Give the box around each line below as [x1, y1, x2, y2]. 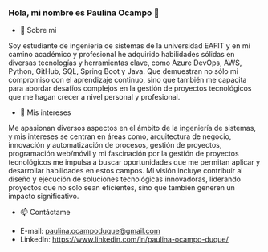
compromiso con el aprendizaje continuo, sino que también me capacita [8, 75, 247, 85]
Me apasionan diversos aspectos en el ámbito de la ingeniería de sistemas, [8, 124, 257, 133]
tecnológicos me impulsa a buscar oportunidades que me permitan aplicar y [8, 157, 261, 167]
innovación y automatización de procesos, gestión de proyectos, [8, 140, 222, 150]
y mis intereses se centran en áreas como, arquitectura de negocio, [8, 132, 232, 141]
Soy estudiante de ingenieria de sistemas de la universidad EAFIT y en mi [8, 41, 250, 51]
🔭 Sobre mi [19, 26, 57, 35]
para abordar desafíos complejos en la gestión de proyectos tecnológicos [8, 83, 252, 93]
